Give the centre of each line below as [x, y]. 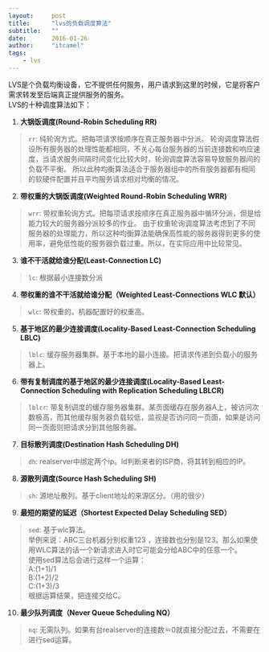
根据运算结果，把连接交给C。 [77, 595]
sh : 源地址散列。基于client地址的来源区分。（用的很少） [118, 495]
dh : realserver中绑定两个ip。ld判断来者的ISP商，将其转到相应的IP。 [139, 461]
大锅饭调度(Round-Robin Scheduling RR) [88, 121]
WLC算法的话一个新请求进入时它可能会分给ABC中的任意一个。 [139, 549]
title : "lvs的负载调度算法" [60, 23]
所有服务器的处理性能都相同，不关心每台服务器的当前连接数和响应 [144, 149]
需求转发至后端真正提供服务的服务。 [68, 94]
